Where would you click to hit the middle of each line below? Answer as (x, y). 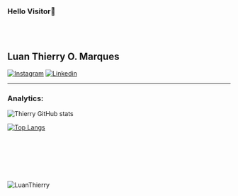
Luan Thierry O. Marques (63, 56)
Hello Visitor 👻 (32, 11)
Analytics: (25, 98)
